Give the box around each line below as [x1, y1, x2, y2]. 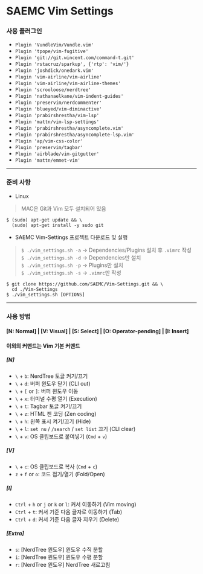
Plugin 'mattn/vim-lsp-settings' [14, 119, 100, 125]
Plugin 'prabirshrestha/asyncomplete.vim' [14, 126, 124, 132]
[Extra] [6, 530, 24, 537]
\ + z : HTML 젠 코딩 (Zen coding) [14, 410, 97, 417]
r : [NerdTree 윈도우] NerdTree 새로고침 [14, 561, 111, 568]
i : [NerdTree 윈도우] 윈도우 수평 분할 [14, 553, 103, 561]
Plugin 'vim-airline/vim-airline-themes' [14, 80, 121, 87]
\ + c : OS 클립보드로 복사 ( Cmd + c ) [14, 463, 98, 470]
